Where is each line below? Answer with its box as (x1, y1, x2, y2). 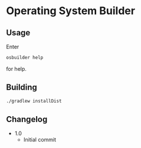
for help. (6, 65, 27, 72)
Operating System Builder (6, 4, 136, 18)
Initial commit (23, 136, 57, 143)
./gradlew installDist (6, 98, 62, 104)
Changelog (6, 114, 48, 124)
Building (6, 83, 37, 93)
